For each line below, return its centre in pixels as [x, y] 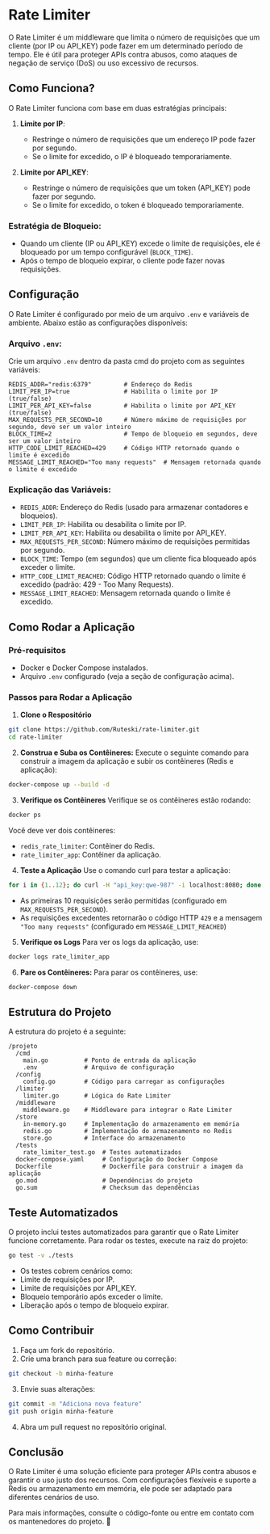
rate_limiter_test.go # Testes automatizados [102, 1153]
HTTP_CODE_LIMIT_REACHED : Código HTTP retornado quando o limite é [133, 576]
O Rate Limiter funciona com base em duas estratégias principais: [118, 107]
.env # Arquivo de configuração [99, 1068]
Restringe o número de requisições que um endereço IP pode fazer [143, 139]
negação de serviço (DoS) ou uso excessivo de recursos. [104, 63]
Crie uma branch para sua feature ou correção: [98, 1359]
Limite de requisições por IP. [67, 1279]
